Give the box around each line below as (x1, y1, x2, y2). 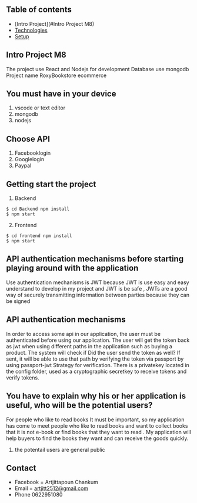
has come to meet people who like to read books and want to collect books (6, 422, 188, 429)
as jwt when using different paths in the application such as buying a (6, 342, 172, 349)
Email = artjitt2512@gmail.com (14, 485, 89, 492)
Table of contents (6, 5, 72, 15)
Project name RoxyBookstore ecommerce (6, 72, 107, 79)
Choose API (6, 134, 50, 144)
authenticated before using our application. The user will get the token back (6, 337, 190, 344)
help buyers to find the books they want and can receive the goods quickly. (6, 435, 189, 442)
